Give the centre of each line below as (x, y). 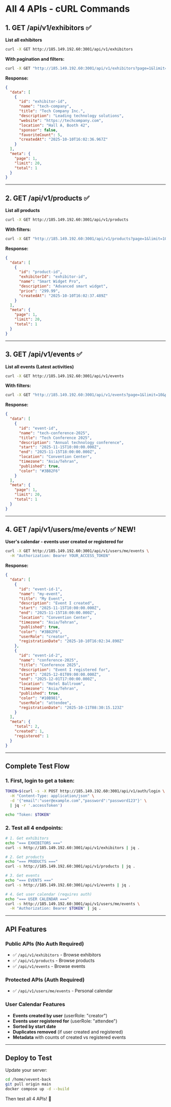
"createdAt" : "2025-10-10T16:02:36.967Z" (63, 140)
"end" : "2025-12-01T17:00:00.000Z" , (58, 679)
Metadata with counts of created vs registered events (69, 1037)
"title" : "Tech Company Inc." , (52, 111)
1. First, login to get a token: (40, 780)
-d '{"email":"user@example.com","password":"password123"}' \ (78, 801)
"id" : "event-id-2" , (40, 655)
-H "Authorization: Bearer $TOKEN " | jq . (55, 908)
